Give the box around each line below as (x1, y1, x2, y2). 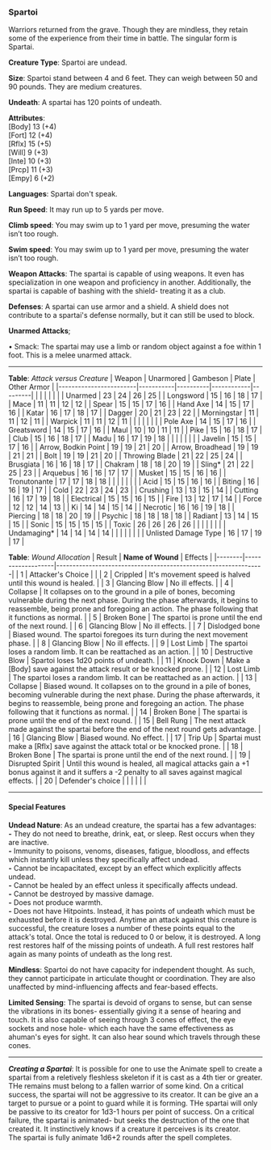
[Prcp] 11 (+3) (8, 165, 53, 175)
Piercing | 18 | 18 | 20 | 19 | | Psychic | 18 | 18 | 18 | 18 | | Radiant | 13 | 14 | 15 (8, 511, 259, 521)
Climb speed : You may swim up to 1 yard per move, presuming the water (8, 221, 250, 230)
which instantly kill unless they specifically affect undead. (8, 854, 200, 864)
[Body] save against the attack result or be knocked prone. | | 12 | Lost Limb (8, 664, 261, 674)
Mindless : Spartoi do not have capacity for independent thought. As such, (8, 965, 256, 975)
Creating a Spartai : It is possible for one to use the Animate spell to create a (8, 1063, 263, 1073)
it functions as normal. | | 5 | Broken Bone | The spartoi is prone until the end (8, 613, 263, 623)
